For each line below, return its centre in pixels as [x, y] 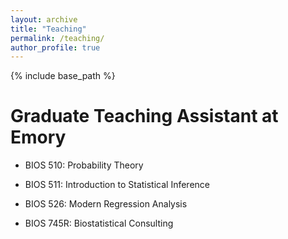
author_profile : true [55, 47]
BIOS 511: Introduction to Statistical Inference [117, 185]
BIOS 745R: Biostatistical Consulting [99, 223]
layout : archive [44, 19]
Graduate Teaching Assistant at [144, 116]
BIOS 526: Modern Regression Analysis [106, 204]
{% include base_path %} [63, 76]
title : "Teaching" [48, 29]
